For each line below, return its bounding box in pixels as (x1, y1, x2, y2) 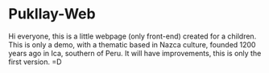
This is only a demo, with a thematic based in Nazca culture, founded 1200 (8, 39, 256, 49)
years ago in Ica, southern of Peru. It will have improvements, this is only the (8, 48, 262, 58)
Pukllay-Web (8, 5, 96, 23)
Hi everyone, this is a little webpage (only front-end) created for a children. (8, 31, 257, 41)
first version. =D (8, 57, 62, 67)
